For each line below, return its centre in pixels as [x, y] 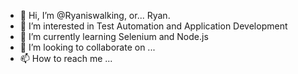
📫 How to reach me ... [66, 58]
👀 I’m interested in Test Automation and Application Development [153, 26]
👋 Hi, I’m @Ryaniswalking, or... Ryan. [95, 15]
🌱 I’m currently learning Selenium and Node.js [114, 36]
